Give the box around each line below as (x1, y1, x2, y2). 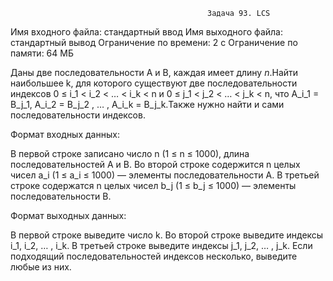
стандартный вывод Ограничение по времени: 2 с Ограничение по (10, 37, 298, 48)
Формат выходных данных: (10, 210, 127, 221)
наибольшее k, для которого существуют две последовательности (10, 77, 298, 89)
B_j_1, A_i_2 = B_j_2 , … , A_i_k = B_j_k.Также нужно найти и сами (10, 99, 285, 110)
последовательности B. (10, 190, 112, 202)
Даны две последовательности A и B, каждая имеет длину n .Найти (10, 67, 299, 78)
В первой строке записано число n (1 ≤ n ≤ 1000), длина (10, 148, 250, 159)
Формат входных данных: (10, 129, 120, 140)
